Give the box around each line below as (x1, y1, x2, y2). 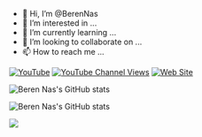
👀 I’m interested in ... (21, 18, 97, 28)
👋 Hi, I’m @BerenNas (21, 9, 99, 19)
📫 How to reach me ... (21, 47, 105, 57)
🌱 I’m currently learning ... (21, 27, 117, 37)
